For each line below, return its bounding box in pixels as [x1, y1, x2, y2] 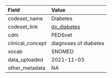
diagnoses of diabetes [51, 40, 104, 47]
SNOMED [51, 48, 74, 55]
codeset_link [8, 23, 38, 30]
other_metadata [8, 64, 46, 71]
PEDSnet [51, 31, 72, 38]
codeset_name [8, 15, 43, 22]
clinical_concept [8, 40, 47, 47]
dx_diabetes [51, 23, 80, 30]
